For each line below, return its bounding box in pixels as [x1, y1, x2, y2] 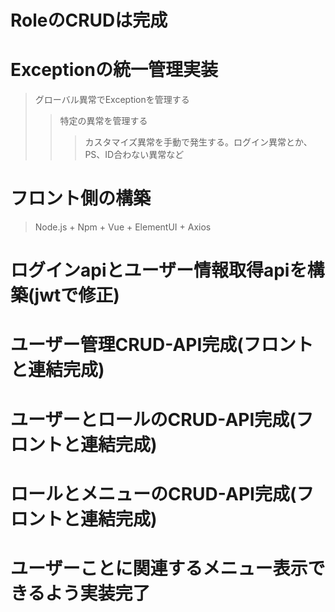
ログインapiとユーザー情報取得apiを [10, 259, 308, 282]
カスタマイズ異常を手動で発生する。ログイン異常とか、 [84, 136, 313, 148]
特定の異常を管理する [59, 115, 148, 127]
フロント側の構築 [10, 187, 152, 210]
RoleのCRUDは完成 [10, 9, 168, 32]
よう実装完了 [44, 582, 151, 605]
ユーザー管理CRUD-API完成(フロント [10, 334, 314, 356]
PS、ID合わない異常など [84, 149, 185, 161]
